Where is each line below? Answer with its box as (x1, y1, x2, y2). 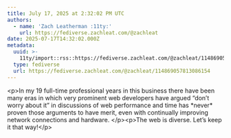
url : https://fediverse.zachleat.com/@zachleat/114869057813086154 (13, 67, 211, 74)
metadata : (7, 42, 36, 49)
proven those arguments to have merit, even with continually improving (7, 108, 208, 117)
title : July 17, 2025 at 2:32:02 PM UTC (7, 10, 125, 17)
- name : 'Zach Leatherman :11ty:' (13, 23, 112, 30)
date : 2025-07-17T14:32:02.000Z (7, 36, 100, 43)
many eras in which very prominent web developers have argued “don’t (7, 93, 210, 102)
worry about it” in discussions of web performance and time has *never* (7, 101, 213, 109)
